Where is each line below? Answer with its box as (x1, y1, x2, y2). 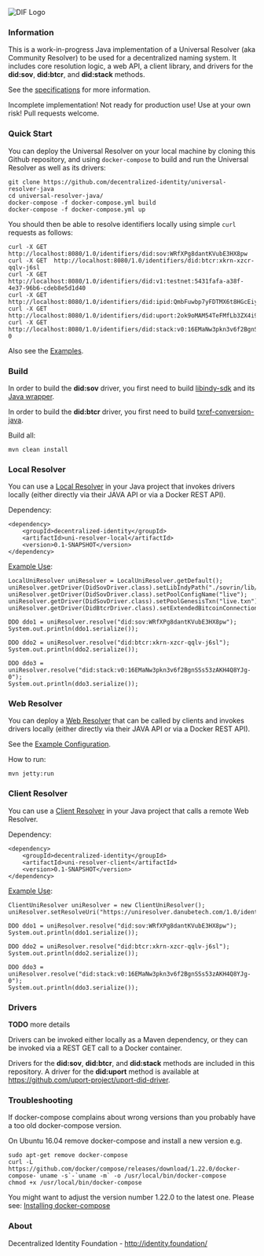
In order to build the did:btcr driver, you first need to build (8, 407, 196, 416)
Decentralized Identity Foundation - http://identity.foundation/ (8, 1238, 208, 1248)
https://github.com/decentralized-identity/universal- (42, 178, 226, 186)
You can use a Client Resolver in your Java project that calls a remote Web (8, 806, 249, 815)
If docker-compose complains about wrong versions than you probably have (8, 1112, 256, 1122)
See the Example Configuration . (8, 739, 112, 749)
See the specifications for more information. (8, 85, 151, 94)
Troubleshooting (8, 1095, 73, 1105)
